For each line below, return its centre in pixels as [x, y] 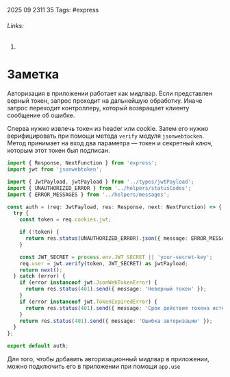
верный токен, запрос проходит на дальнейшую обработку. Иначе [105, 101]
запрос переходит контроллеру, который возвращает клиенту [98, 108]
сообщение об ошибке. [41, 115]
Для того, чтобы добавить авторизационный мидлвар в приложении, [108, 359]
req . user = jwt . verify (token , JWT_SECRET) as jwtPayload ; [104, 263]
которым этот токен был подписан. [59, 151]
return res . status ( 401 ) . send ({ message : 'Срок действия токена [117, 308]
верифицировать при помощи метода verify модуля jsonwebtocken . [105, 136]
